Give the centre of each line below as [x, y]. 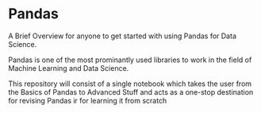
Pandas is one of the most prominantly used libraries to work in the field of [130, 60]
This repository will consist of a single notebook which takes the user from [130, 84]
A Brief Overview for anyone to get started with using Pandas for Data [122, 36]
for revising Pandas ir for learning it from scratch [88, 100]
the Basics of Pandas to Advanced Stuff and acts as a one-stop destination [131, 92]
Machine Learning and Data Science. [69, 68]
